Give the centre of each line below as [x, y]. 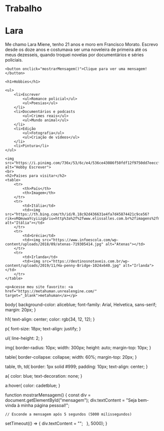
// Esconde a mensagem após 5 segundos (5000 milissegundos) [69, 414]
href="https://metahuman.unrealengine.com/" [51, 291]
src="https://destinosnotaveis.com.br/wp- [86, 261]
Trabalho [24, 9]
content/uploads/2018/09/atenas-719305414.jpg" [54, 244]
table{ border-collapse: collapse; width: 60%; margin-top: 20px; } [71, 357]
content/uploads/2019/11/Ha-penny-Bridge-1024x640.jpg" [63, 266]
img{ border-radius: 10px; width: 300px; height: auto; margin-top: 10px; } [78, 348]
